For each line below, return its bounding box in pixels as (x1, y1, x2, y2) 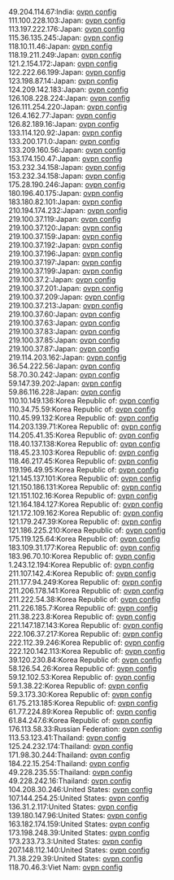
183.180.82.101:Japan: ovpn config (8, 197, 123, 207)
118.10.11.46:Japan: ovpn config (8, 41, 112, 51)
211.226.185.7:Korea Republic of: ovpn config (8, 603, 159, 612)
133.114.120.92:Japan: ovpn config (8, 128, 123, 137)
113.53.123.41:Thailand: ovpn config (8, 733, 127, 743)
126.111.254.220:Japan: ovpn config (8, 102, 128, 111)
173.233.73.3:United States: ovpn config (8, 837, 142, 846)
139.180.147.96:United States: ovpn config (8, 811, 148, 820)
